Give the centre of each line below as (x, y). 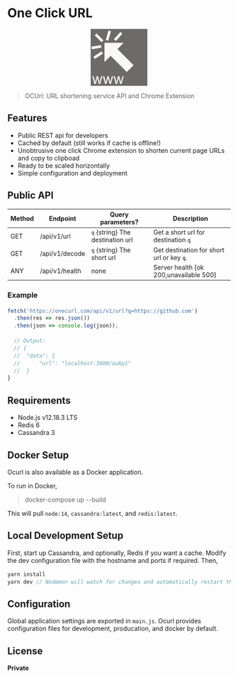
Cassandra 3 (36, 433)
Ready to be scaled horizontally (63, 166)
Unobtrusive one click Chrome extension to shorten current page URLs (121, 150)
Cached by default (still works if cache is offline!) (89, 143)
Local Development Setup (66, 536)
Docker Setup (38, 455)
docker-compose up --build (65, 500)
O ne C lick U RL (50, 13)
